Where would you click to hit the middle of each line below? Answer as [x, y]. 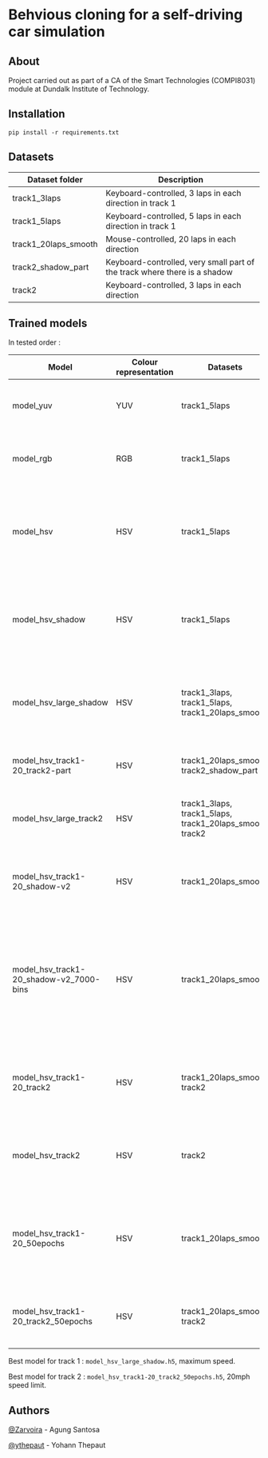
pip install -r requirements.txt [64, 132]
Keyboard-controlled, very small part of [180, 262]
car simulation [57, 32]
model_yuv [33, 405]
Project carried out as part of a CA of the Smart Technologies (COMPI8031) [132, 80]
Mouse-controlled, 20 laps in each [171, 239]
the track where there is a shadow [169, 272]
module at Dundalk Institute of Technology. [79, 89]
